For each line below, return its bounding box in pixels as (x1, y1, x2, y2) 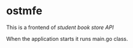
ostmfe (6, 4, 43, 18)
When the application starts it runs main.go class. (6, 35, 128, 42)
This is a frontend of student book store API (6, 24, 114, 31)
